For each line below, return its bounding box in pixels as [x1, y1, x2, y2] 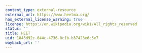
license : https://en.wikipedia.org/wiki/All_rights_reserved [5, 21, 137, 27]
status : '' [5, 26, 28, 31]
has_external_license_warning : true [5, 17, 83, 22]
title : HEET [5, 31, 30, 36]
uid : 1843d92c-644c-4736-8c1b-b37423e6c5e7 [5, 36, 99, 41]
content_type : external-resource [5, 7, 76, 13]
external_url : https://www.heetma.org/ [5, 12, 90, 17]
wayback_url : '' [5, 40, 40, 45]
